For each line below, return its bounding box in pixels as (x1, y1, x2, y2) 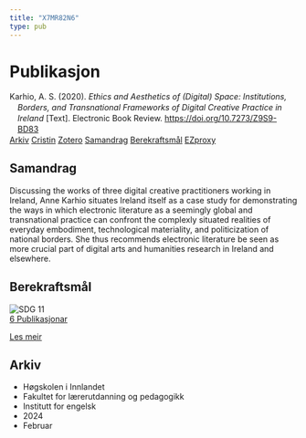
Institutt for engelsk (22, 401, 97, 412)
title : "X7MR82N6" (9, 13, 79, 23)
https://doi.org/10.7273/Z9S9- (164, 113, 277, 124)
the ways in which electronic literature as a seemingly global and (9, 204, 253, 215)
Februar (22, 421, 53, 432)
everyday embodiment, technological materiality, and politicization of (9, 224, 269, 235)
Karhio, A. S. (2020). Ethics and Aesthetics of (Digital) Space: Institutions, (9, 91, 288, 102)
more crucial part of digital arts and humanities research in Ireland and (9, 243, 274, 254)
